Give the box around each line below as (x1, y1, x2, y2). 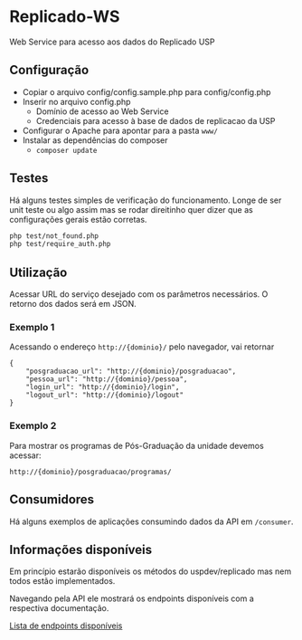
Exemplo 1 (9, 321, 55, 334)
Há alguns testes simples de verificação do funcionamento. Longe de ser (9, 195, 282, 205)
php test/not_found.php (9, 231, 99, 241)
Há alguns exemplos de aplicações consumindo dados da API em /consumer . (9, 516, 294, 527)
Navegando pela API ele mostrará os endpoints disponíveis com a (9, 593, 255, 604)
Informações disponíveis (9, 541, 153, 558)
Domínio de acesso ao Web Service (35, 106, 169, 117)
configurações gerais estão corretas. (9, 214, 147, 224)
